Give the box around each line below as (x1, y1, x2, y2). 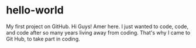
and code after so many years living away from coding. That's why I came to (6, 29, 191, 36)
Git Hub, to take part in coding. (6, 35, 80, 42)
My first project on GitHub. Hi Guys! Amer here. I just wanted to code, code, (6, 23, 189, 30)
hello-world (6, 4, 64, 17)
